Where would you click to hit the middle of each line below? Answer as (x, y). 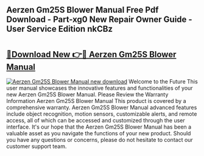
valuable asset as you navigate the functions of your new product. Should (99, 133)
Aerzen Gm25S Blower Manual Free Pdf (83, 10)
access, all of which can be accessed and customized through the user (96, 120)
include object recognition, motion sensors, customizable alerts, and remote (102, 114)
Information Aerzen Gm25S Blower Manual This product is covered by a (97, 101)
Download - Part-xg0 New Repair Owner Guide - (100, 20)
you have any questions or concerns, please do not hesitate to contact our (100, 140)
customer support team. (37, 146)
